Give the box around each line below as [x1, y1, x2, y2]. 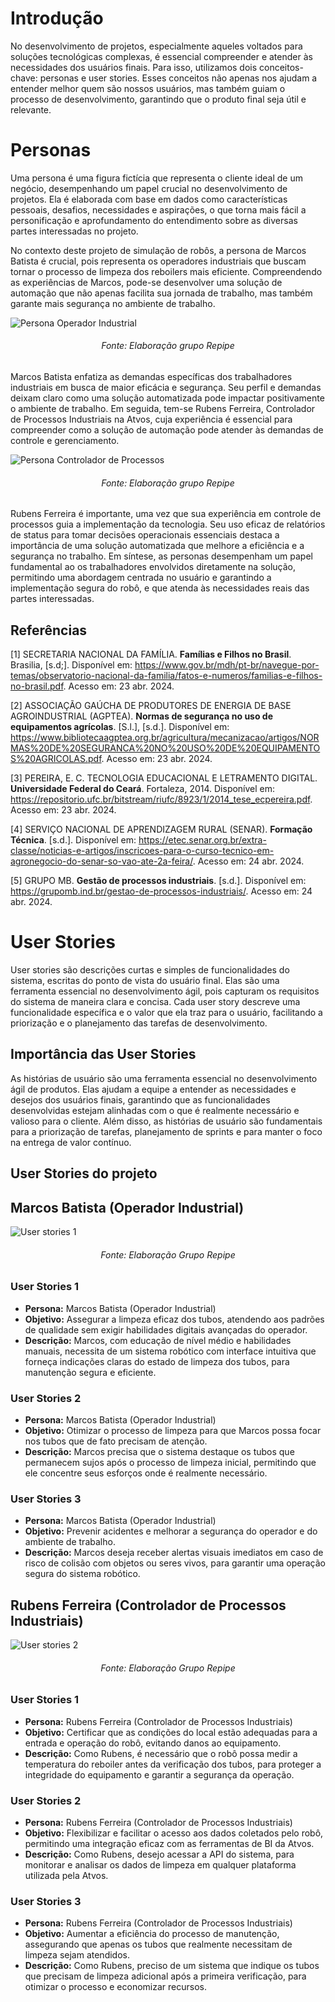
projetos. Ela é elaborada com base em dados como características [10, 193, 288, 205]
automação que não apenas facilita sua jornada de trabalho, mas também [10, 287, 313, 299]
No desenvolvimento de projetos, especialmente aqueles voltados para [10, 40, 303, 52]
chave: [10, 72, 38, 84]
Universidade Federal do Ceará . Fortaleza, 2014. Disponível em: [10, 783, 276, 795]
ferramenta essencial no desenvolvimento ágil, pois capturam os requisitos [10, 985, 320, 997]
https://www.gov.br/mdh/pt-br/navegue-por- [134, 659, 320, 671]
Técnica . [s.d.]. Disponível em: [10, 834, 137, 846]
